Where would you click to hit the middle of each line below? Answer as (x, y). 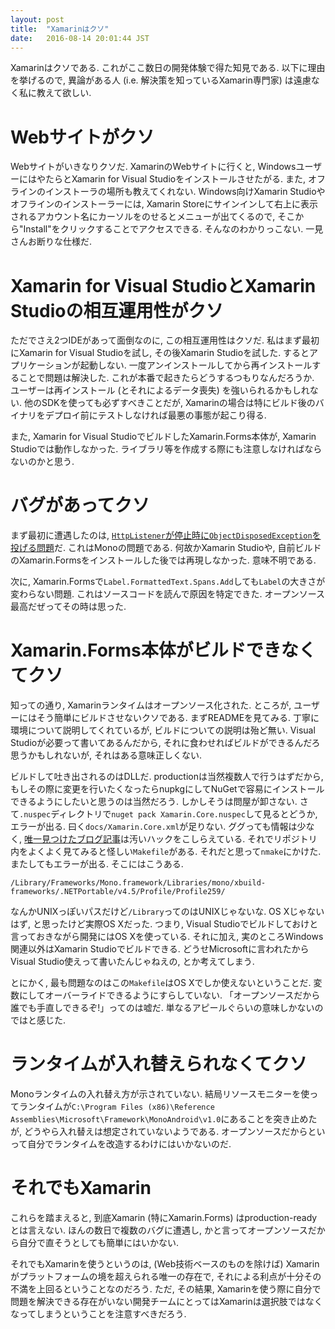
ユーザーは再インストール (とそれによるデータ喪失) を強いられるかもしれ (160, 390)
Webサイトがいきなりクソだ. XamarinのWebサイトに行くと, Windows (153, 167)
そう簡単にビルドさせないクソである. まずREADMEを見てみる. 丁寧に (178, 718)
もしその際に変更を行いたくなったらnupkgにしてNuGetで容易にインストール (167, 789)
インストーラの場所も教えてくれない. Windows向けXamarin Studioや (185, 192)
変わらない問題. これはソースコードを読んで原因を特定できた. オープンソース (167, 594)
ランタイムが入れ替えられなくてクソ (159, 1064)
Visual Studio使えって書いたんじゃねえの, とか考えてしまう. (132, 962)
